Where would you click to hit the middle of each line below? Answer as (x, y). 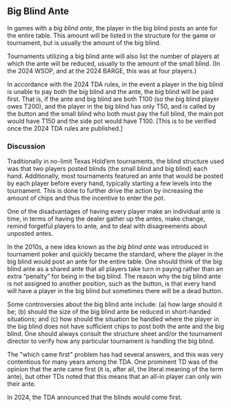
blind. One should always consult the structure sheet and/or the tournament (115, 334)
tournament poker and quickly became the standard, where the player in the (115, 254)
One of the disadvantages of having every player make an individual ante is (114, 212)
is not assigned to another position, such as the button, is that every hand (111, 284)
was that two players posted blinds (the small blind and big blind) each (108, 169)
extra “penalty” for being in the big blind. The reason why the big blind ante (114, 277)
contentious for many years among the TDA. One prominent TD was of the (113, 362)
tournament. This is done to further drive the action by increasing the (105, 191)
